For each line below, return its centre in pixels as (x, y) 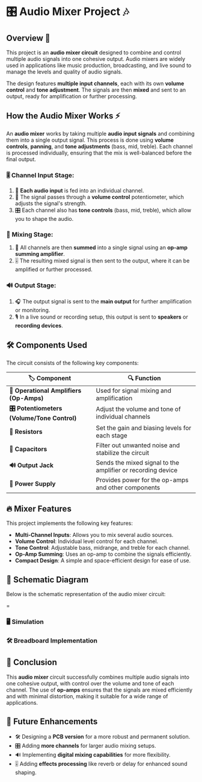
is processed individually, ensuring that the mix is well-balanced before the (99, 153)
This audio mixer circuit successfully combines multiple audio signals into (98, 677)
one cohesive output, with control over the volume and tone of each (90, 683)
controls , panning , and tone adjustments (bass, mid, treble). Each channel (99, 146)
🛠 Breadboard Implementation (52, 640)
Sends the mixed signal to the (137, 462)
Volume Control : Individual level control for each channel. (87, 541)
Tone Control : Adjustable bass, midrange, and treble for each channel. (103, 548)
